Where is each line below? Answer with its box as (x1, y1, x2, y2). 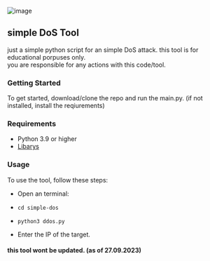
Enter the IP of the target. (17, 230, 91, 239)
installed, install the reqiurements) (7, 102, 105, 110)
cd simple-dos (17, 204, 59, 211)
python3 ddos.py (17, 217, 65, 225)
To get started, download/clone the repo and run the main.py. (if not (7, 94, 203, 102)
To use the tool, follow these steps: (7, 175, 108, 184)
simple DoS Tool (7, 27, 79, 39)
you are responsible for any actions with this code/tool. (7, 60, 166, 69)
